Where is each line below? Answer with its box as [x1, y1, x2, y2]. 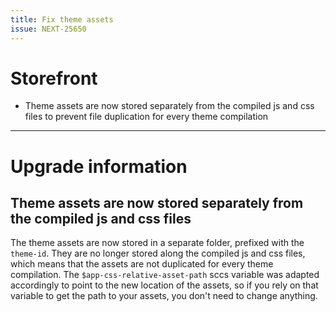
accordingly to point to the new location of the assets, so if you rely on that [10, 279, 319, 291]
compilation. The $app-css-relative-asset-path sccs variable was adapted [10, 269, 320, 281]
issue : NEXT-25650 [10, 24, 87, 34]
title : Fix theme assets [10, 14, 114, 25]
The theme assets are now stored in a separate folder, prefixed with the [10, 237, 305, 249]
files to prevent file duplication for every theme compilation [24, 111, 269, 123]
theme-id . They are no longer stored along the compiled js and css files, [10, 247, 306, 260]
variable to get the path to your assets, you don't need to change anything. [10, 290, 318, 302]
